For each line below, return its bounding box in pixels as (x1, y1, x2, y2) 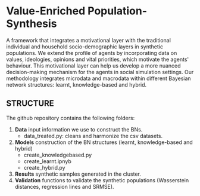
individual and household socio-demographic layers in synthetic (6, 43, 164, 50)
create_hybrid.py (23, 164, 65, 171)
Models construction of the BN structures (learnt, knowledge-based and (14, 139, 193, 146)
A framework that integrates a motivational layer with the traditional (6, 36, 171, 44)
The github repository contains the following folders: (6, 114, 135, 121)
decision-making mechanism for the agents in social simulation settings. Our (6, 68, 194, 75)
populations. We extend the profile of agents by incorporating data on (6, 49, 177, 56)
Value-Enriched (6, 4, 86, 18)
